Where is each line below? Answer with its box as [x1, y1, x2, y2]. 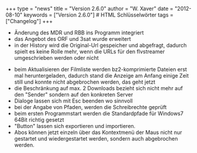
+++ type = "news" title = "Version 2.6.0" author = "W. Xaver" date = [5, 5, 174, 12]
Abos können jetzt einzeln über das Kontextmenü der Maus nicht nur [14, 129, 182, 136]
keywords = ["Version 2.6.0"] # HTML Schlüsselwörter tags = [23, 11, 174, 18]
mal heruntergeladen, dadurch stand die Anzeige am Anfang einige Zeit [14, 72, 189, 79]
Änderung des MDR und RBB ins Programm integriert [14, 29, 144, 36]
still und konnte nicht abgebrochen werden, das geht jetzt [14, 78, 155, 85]
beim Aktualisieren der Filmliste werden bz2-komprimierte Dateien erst [14, 66, 188, 73]
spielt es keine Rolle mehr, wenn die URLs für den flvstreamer [14, 48, 165, 55]
